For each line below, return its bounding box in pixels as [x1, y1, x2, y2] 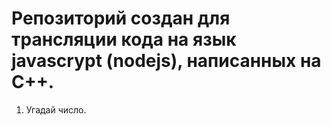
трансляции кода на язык [11, 28, 237, 51]
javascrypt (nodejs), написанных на [11, 50, 322, 72]
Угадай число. [25, 103, 87, 116]
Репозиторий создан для [11, 7, 231, 30]
